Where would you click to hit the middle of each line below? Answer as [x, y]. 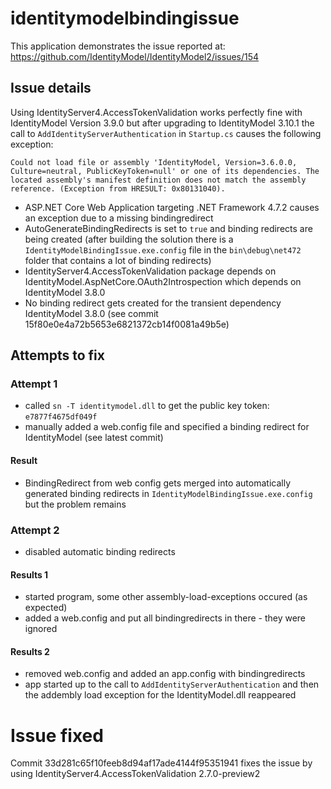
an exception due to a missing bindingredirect [119, 218]
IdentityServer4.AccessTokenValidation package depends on [150, 271]
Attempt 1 [34, 384]
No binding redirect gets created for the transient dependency [153, 303]
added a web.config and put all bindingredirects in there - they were [165, 618]
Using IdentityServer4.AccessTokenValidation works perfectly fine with [156, 112]
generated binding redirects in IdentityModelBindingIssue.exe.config [168, 493]
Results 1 [29, 574]
